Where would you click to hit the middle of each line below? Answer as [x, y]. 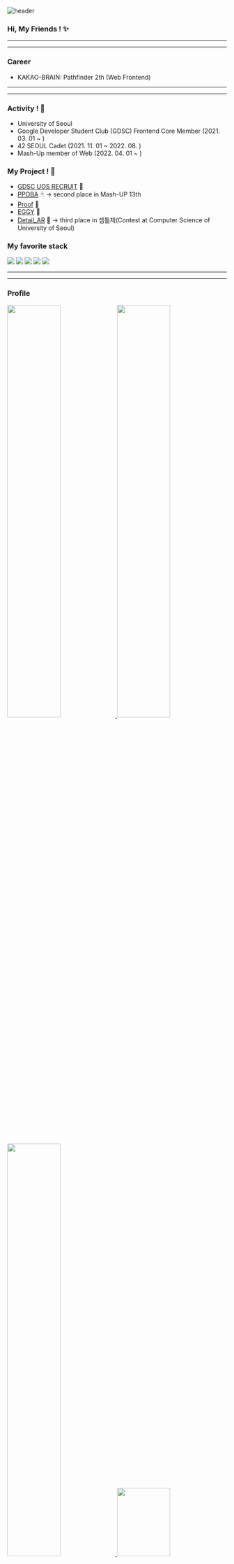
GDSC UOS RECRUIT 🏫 [50, 187]
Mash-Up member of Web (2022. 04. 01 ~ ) [79, 153]
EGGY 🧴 [29, 212]
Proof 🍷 [28, 205]
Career [19, 62]
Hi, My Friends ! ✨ [38, 29]
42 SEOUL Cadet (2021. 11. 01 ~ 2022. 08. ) [79, 145]
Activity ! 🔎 [26, 108]
